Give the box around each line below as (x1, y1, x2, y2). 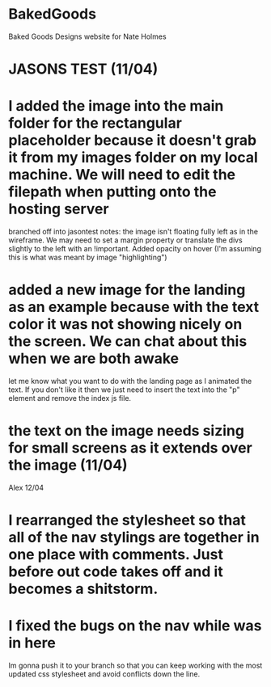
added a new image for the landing (8, 280, 246, 299)
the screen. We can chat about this (8, 332, 248, 351)
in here (8, 634, 57, 652)
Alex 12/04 (8, 483, 44, 492)
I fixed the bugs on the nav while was (8, 617, 262, 635)
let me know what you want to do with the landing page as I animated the (8, 377, 252, 386)
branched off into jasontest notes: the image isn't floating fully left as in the (8, 227, 259, 237)
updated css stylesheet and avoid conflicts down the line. (8, 669, 201, 679)
